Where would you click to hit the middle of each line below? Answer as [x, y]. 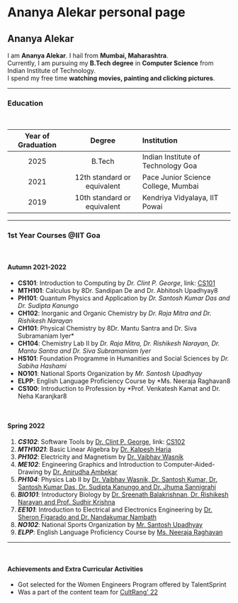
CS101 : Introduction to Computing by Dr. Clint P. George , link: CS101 [117, 283]
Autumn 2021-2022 [37, 267]
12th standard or [103, 177]
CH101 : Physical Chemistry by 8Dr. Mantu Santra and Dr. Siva [107, 328]
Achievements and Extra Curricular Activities [75, 569]
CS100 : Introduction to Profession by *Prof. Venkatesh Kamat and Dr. [119, 388]
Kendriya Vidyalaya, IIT [180, 198]
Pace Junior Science [176, 177]
